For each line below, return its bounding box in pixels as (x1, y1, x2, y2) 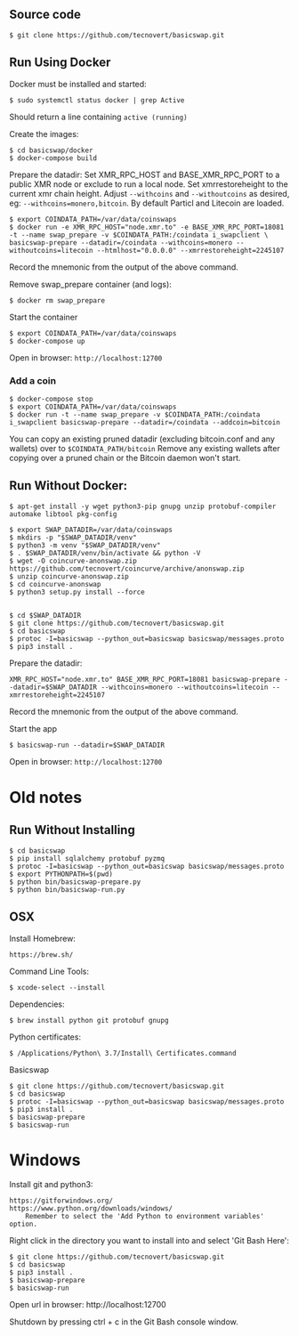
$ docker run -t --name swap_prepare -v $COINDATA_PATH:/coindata (9, 409, 261, 419)
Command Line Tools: (9, 966, 90, 976)
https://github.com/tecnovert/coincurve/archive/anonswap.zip (9, 564, 245, 573)
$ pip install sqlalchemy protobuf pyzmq (9, 854, 165, 862)
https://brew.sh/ (9, 950, 74, 959)
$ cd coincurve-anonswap (9, 579, 101, 588)
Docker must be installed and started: (9, 78, 147, 89)
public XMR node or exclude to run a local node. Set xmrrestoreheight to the (9, 178, 289, 190)
